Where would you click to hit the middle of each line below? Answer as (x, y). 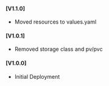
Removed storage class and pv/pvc (58, 49)
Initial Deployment (37, 76)
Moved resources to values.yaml (55, 22)
